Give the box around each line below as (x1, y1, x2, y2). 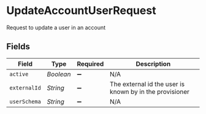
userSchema (9, 98, 41, 105)
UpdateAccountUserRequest (6, 4, 156, 18)
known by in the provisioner (109, 87, 190, 96)
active (9, 71, 29, 77)
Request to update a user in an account (6, 24, 106, 31)
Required (76, 59, 104, 68)
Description (135, 59, 171, 68)
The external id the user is (109, 80, 185, 88)
